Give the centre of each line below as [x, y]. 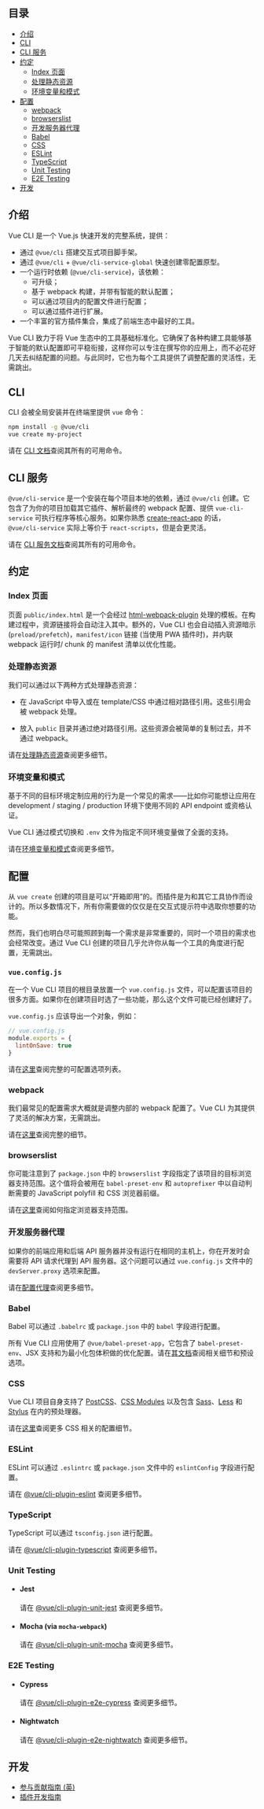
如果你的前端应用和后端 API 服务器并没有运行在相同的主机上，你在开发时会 [129, 1251]
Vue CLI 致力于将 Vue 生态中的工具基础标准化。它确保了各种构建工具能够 [126, 338]
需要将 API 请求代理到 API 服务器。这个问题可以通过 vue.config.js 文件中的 [130, 1261]
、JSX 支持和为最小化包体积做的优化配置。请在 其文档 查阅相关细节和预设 [136, 1353]
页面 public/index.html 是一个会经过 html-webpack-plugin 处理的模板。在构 [132, 615]
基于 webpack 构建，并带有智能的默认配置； [103, 291]
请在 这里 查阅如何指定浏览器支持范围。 [70, 1210]
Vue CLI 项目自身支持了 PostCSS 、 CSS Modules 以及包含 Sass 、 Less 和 [125, 1401]
